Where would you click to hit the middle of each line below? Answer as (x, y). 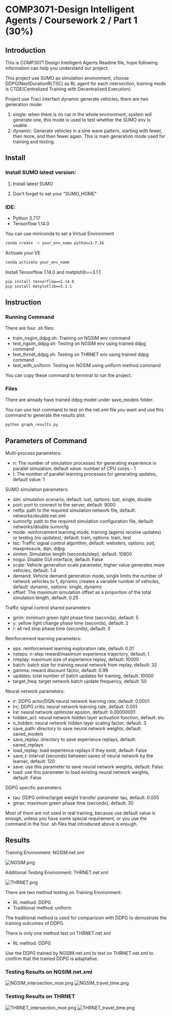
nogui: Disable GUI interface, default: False (58, 559)
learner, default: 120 (34, 761)
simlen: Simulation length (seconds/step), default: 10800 (72, 554)
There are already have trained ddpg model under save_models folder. (80, 400)
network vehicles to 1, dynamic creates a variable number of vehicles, (86, 582)
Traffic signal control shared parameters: (48, 608)
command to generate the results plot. (46, 415)
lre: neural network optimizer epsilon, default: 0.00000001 (74, 712)
